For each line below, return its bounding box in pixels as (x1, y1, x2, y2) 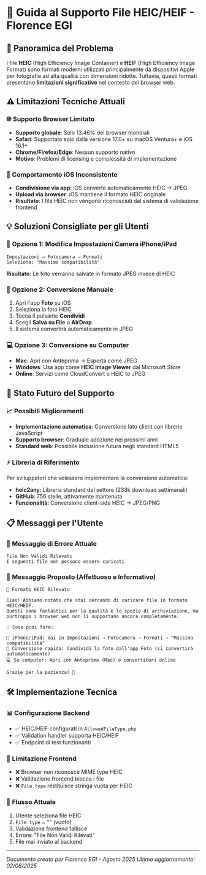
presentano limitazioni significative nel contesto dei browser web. (6, 79, 175, 86)
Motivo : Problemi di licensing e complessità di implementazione (15, 155, 177, 162)
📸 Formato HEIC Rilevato (6, 587, 70, 593)
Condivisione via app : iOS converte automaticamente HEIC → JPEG (15, 184, 188, 191)
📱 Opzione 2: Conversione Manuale (6, 285, 113, 294)
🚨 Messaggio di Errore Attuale (6, 539, 97, 548)
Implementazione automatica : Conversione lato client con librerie (15, 422, 183, 430)
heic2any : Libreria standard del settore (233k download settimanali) (15, 486, 188, 494)
